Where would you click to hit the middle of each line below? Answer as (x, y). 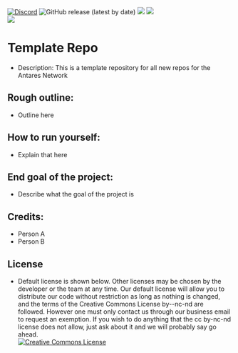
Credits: (26, 217)
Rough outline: (41, 98)
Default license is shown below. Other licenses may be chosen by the (119, 281)
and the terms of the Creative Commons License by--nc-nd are (111, 304)
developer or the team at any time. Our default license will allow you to (121, 289)
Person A (31, 234)
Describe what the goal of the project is (76, 194)
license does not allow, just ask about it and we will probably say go (117, 327)
